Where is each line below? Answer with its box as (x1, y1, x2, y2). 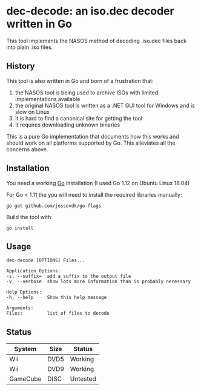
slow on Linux (15, 108, 50, 116)
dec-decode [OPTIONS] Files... (6, 257, 85, 264)
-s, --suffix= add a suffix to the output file (6, 274, 131, 280)
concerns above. (6, 145, 48, 153)
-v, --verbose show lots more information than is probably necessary (6, 278, 191, 285)
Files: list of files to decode (6, 310, 110, 317)
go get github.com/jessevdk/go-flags (6, 203, 102, 209)
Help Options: (6, 289, 42, 295)
